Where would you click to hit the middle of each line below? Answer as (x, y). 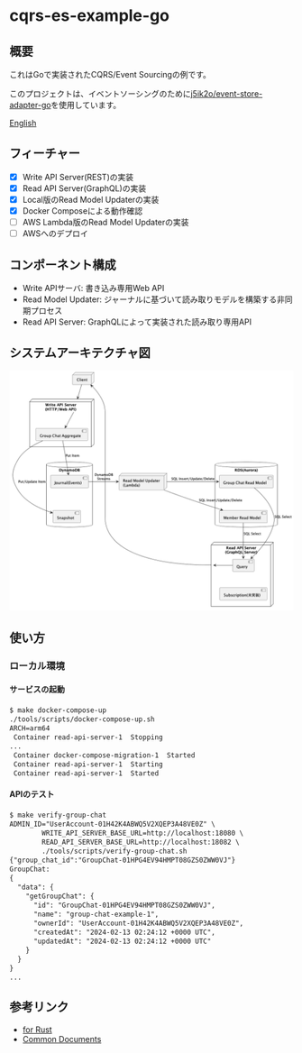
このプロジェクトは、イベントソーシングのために (100, 94)
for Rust (37, 1030)
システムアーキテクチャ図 (80, 353)
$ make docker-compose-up (58, 710)
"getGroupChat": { (60, 896)
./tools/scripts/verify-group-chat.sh (114, 851)
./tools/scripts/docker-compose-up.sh (82, 719)
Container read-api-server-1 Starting (88, 764)
